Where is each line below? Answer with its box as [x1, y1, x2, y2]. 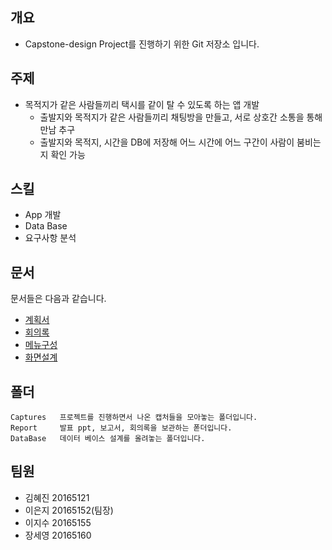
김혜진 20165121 [24, 491, 90, 503]
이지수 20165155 [24, 516, 92, 528]
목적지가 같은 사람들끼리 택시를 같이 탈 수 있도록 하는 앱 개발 [24, 98, 260, 110]
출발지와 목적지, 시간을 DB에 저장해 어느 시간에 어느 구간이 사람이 [39, 136, 295, 148]
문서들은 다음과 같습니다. [10, 293, 107, 305]
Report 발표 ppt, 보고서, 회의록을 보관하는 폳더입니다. [10, 423, 233, 433]
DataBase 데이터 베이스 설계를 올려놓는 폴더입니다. [10, 434, 206, 444]
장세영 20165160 [24, 529, 92, 541]
